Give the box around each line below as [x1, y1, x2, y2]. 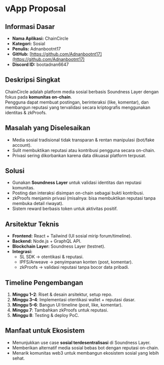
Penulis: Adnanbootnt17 [12, 46, 61, 52]
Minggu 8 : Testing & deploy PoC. [12, 313, 79, 318]
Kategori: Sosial [12, 41, 46, 47]
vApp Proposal [5, 3, 66, 14]
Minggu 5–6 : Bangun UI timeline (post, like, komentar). [12, 302, 123, 308]
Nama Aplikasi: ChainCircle [12, 35, 69, 41]
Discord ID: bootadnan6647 [12, 62, 69, 67]
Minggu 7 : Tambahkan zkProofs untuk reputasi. [12, 307, 109, 313]
